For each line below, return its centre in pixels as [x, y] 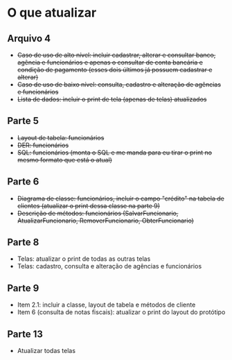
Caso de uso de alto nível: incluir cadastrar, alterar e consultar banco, [116, 55]
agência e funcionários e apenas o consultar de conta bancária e [110, 62]
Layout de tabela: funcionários [61, 137]
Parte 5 [23, 121]
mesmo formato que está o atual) [65, 160]
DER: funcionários [43, 145]
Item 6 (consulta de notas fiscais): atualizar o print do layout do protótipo [121, 312]
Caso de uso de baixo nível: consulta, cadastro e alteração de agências [119, 84]
